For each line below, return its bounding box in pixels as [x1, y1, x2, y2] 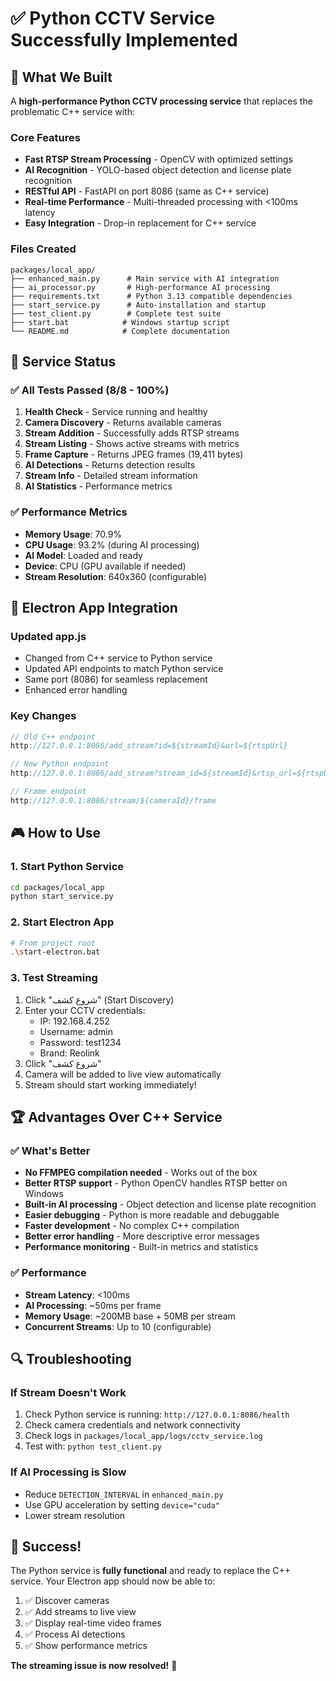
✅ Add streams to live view [24, 1606, 137, 1618]
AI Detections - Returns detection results [24, 459, 196, 471]
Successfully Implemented [10, 29, 238, 52]
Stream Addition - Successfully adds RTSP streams [24, 427, 240, 439]
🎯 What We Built [10, 68, 113, 86]
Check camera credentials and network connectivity [24, 1419, 241, 1431]
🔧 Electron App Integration [10, 599, 178, 616]
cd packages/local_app [10, 882, 105, 892]
